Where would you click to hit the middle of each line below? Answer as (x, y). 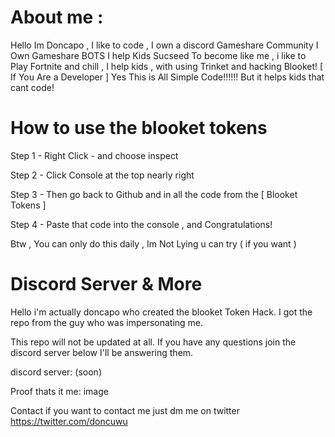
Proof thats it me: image (59, 391)
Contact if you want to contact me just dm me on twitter (125, 410)
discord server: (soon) (56, 372)
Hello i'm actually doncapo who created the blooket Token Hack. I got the (161, 312)
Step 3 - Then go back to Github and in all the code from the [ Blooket (154, 194)
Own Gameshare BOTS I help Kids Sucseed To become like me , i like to (158, 55)
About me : (57, 17)
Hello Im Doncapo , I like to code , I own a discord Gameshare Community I (164, 45)
